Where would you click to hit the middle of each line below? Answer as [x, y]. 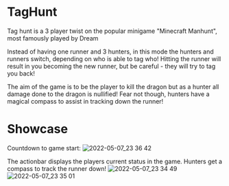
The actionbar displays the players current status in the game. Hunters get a [115, 161]
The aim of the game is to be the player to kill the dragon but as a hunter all [113, 86]
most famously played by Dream [53, 38]
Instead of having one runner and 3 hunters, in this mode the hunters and [110, 51]
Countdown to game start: [44, 148]
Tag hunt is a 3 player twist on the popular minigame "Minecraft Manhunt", [112, 31]
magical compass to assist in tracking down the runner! [85, 101]
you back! [21, 73]
